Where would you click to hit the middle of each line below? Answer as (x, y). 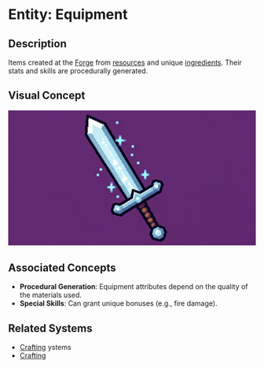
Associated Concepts (62, 268)
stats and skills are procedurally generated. (78, 71)
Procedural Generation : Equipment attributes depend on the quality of (134, 287)
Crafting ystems (46, 348)
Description (37, 44)
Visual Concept (47, 96)
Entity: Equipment (68, 15)
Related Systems (50, 328)
